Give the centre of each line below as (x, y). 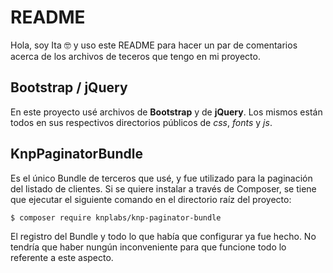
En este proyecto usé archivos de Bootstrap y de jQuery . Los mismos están (166, 112)
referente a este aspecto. (62, 257)
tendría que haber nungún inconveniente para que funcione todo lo (148, 247)
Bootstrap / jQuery (69, 87)
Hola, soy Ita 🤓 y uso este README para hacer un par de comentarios (154, 45)
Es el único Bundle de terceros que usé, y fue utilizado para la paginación (161, 178)
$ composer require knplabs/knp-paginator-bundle (116, 217)
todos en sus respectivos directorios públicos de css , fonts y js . (141, 122)
